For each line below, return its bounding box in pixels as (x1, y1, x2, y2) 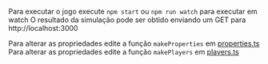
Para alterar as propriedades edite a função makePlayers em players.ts (8, 47, 239, 56)
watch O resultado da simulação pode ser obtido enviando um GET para (8, 15, 246, 24)
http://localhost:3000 (8, 24, 78, 32)
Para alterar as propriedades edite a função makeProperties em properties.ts (8, 39, 260, 48)
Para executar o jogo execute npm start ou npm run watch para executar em (8, 7, 258, 16)
